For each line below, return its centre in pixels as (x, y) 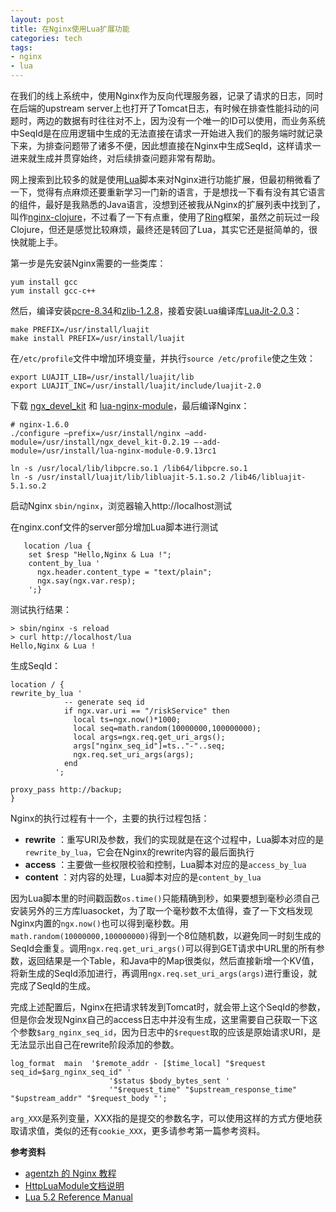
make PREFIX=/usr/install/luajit (80, 330)
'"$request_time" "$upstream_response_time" (203, 1090)
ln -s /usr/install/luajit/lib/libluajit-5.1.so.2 (118, 477)
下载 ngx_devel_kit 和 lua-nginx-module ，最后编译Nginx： (130, 405)
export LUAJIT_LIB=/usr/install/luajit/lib (102, 377)
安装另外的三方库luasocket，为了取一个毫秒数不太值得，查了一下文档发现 (161, 910)
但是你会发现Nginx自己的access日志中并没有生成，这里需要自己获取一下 (160, 1019)
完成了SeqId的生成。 (53, 985)
